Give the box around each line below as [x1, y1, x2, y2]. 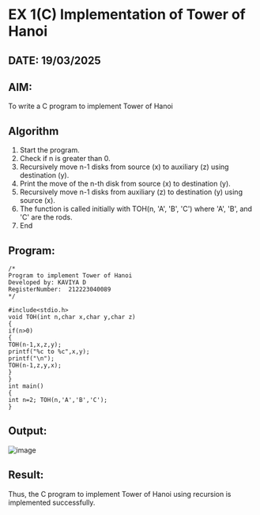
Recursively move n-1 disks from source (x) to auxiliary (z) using [19, 162, 229, 171]
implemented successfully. [8, 498, 96, 507]
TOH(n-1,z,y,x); [8, 362, 62, 370]
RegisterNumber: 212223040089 [8, 286, 111, 294]
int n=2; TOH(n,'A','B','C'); [8, 397, 108, 404]
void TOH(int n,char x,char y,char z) [8, 314, 136, 321]
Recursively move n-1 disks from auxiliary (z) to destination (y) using [19, 187, 243, 197]
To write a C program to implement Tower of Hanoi [8, 101, 174, 111]
